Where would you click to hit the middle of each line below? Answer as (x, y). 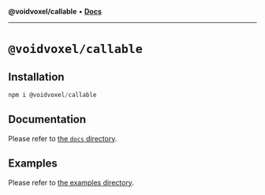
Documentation (47, 120)
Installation (36, 77)
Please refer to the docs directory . (63, 138)
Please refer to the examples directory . (71, 182)
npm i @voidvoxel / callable (52, 95)
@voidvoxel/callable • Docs (55, 11)
